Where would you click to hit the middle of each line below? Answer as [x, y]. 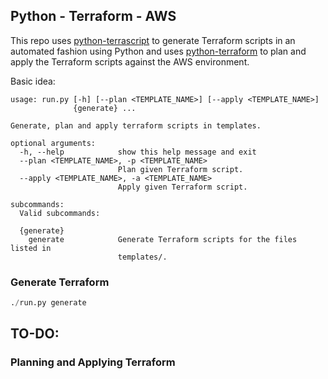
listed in [31, 248]
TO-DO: [35, 334]
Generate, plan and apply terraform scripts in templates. [136, 125]
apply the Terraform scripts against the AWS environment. [130, 61]
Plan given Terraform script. [180, 169]
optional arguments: [53, 143]
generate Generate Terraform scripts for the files [163, 239]
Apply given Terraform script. [182, 187]
